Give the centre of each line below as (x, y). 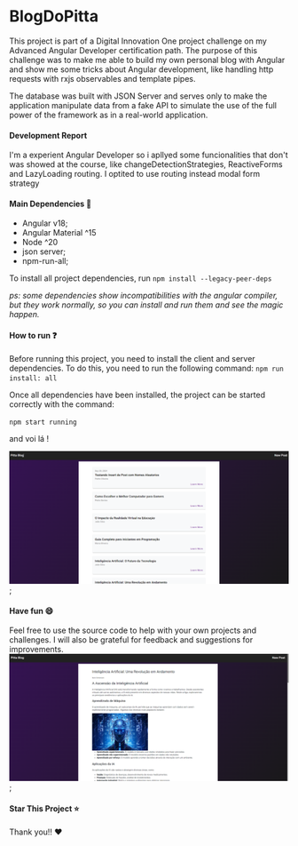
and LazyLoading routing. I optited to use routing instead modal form (134, 174)
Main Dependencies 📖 (50, 204)
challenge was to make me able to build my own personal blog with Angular (147, 60)
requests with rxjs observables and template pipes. (102, 78)
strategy (24, 183)
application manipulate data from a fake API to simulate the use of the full (143, 105)
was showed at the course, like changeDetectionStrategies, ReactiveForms (146, 164)
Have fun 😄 (31, 611)
